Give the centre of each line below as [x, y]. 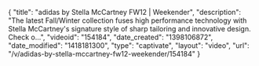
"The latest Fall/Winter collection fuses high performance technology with [128, 20]
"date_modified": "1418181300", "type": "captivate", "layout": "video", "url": [129, 46]
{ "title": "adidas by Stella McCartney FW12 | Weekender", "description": [125, 12]
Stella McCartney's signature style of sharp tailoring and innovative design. [129, 29]
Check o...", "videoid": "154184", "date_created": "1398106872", [111, 37]
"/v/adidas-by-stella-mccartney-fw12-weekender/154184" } [104, 54]
